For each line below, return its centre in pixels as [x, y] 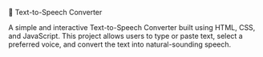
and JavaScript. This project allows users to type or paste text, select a [125, 36]
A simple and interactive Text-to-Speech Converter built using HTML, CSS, [132, 27]
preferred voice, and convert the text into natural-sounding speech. [120, 44]
